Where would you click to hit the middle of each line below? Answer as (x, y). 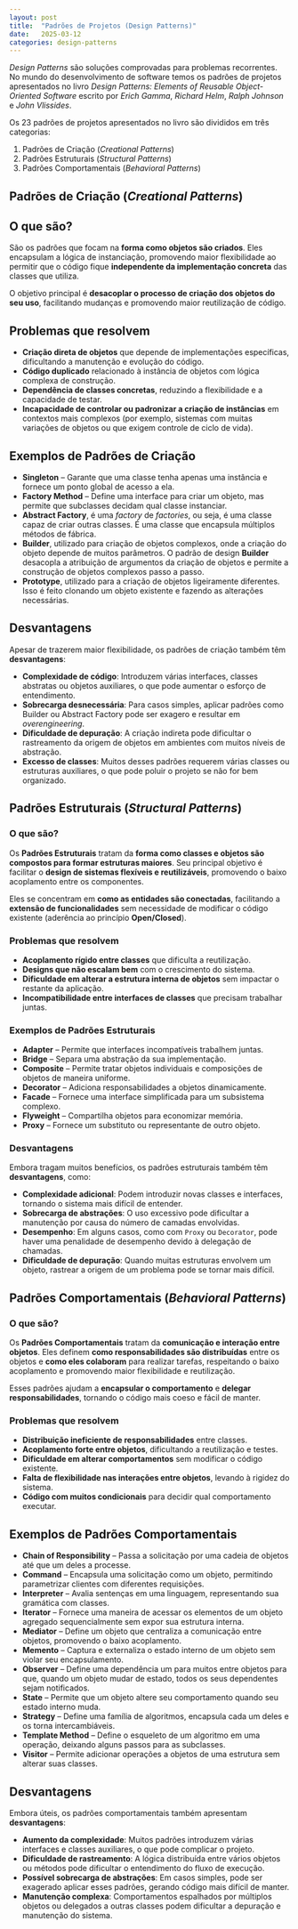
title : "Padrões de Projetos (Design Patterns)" (103, 26)
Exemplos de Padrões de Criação (102, 456)
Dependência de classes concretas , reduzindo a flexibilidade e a (142, 390)
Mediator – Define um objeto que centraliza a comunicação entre (142, 1631)
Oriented (25, 96)
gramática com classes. (65, 1603)
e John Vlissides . (40, 105)
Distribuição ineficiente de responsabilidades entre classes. (135, 1440)
